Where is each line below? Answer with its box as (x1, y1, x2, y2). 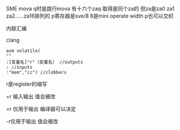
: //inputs (6, 64, 33, 70)
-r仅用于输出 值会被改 (6, 118, 59, 125)
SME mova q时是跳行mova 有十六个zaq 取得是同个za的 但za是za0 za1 (6, 5, 175, 12)
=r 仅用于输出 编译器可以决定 (6, 105, 76, 112)
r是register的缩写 (6, 81, 47, 87)
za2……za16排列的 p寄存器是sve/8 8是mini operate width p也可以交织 (6, 12, 174, 19)
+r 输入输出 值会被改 (6, 93, 56, 100)
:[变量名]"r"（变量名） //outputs (6, 59, 83, 65)
